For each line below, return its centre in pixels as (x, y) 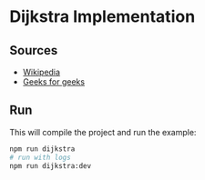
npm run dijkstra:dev (51, 165)
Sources (34, 50)
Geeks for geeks (53, 82)
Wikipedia (41, 72)
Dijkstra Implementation (102, 17)
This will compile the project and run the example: (103, 132)
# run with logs (40, 157)
